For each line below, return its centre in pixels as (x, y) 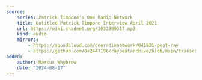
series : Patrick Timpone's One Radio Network (75, 17)
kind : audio (32, 34)
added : (14, 57)
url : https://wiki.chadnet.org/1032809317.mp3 (76, 29)
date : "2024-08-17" (41, 68)
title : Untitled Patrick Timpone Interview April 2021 (87, 23)
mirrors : (28, 40)
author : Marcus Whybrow (47, 62)
